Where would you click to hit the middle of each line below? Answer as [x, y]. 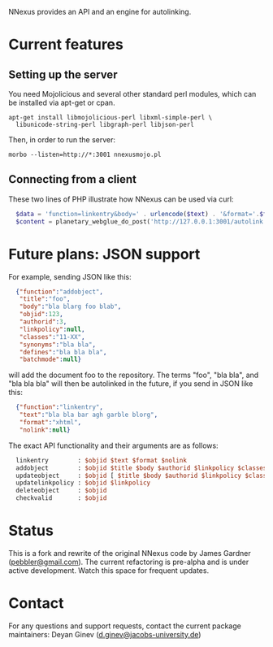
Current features [66, 45]
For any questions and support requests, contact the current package [125, 626]
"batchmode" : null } [50, 360]
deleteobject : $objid [61, 491]
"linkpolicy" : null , [52, 329]
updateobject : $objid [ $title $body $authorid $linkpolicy [129, 475]
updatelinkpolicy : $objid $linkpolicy [83, 483]
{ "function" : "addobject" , [60, 292]
